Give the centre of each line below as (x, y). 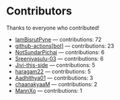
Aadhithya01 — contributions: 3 (54, 78)
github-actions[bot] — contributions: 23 (65, 46)
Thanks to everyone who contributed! (53, 28)
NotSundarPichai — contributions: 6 (60, 52)
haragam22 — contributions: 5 (53, 71)
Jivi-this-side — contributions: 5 (55, 65)
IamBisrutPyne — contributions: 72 (58, 39)
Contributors (39, 11)
